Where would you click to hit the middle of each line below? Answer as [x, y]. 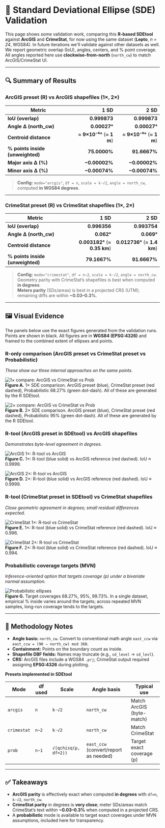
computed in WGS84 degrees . [48, 188]
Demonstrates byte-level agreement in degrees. [54, 444]
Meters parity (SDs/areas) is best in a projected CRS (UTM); [78, 290]
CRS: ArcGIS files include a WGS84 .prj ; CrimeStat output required [81, 659]
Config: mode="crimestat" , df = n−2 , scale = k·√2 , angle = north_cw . [87, 274]
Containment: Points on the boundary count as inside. [67, 649]
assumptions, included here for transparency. [58, 820]
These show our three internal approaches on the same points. [69, 371]
